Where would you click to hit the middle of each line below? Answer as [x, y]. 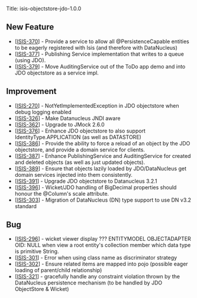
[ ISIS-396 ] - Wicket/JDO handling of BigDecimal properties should [96, 187]
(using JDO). [30, 60]
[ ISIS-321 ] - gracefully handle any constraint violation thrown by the [97, 277]
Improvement [31, 91]
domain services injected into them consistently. [74, 174]
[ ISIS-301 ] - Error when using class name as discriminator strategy [96, 258]
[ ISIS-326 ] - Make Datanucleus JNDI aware [67, 118]
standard [26, 206]
